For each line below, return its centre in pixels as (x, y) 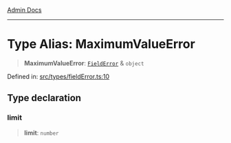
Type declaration (44, 98)
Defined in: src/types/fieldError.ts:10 (58, 76)
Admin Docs (24, 10)
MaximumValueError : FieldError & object (84, 63)
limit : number (42, 133)
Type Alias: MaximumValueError (101, 44)
